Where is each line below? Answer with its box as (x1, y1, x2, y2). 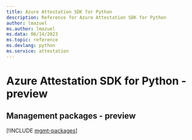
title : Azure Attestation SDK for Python (6, 8, 113, 15)
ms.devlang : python (6, 43, 56, 49)
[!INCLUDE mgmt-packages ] (6, 127, 78, 134)
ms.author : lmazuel (6, 25, 56, 32)
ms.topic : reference (6, 37, 59, 43)
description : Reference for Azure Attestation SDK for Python (6, 14, 167, 21)
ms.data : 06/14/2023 (6, 31, 59, 37)
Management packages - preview (6, 111, 136, 121)
